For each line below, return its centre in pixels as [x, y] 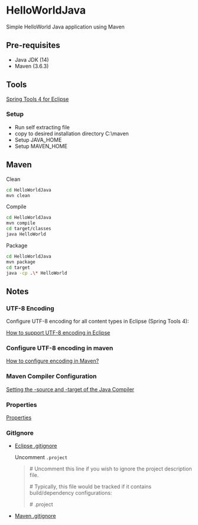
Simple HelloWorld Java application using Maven [66, 27]
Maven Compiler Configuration [51, 376]
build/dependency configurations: [71, 493]
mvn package [21, 262]
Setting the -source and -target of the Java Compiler [70, 389]
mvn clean [18, 195]
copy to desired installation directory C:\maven [72, 133]
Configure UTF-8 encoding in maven [60, 348]
